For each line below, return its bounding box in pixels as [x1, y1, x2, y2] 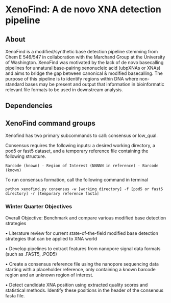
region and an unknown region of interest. [5, 272, 93, 278]
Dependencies [5, 102, 53, 110]
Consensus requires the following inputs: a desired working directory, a [5, 143, 156, 149]
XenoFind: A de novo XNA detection [5, 4, 162, 15]
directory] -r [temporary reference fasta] [5, 191, 100, 196]
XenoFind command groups [5, 119, 95, 128]
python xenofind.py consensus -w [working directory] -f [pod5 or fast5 [5, 187, 163, 192]
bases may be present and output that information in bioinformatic [25, 81, 164, 87]
